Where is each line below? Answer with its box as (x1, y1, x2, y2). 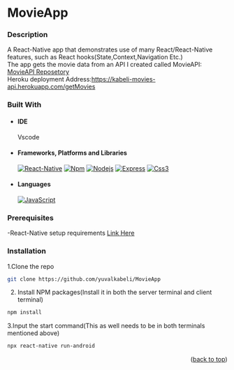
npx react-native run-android (7, 343, 96, 350)
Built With (7, 100, 42, 109)
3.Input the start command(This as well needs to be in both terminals (7, 322, 205, 330)
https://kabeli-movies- (91, 75, 156, 84)
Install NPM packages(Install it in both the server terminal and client (17, 288, 212, 297)
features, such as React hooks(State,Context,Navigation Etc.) (7, 53, 183, 61)
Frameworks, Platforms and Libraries (17, 148, 128, 157)
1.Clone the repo (7, 262, 54, 270)
